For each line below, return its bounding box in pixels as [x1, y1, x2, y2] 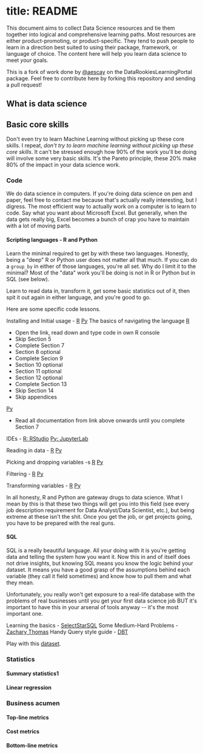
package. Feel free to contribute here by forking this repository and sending [6, 75, 196, 82]
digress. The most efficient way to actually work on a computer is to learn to [6, 203, 197, 210]
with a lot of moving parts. [6, 222, 72, 230]
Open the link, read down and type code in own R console [15, 329, 160, 336]
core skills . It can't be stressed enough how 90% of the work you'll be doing [6, 148, 197, 156]
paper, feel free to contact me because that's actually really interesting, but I [6, 196, 197, 204]
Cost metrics [6, 728, 40, 735]
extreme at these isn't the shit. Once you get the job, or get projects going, [6, 513, 193, 520]
